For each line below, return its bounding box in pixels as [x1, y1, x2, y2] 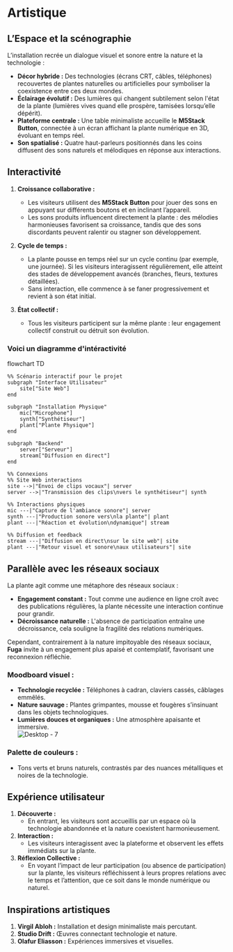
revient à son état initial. [27, 291, 97, 300]
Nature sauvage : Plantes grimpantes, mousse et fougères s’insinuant [17, 700, 218, 709]
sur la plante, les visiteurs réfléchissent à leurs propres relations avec [27, 869, 227, 877]
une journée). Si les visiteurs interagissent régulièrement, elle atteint [27, 262, 223, 270]
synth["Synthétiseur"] [19, 416, 86, 423]
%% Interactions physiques [7, 501, 86, 508]
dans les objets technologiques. [17, 708, 109, 716]
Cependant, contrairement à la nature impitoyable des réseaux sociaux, [7, 638, 212, 646]
